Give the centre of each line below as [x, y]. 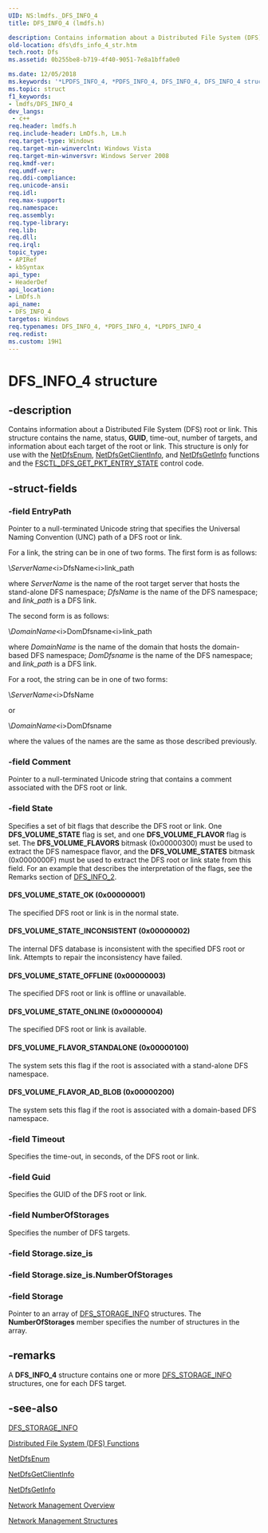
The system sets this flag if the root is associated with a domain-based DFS [132, 1110]
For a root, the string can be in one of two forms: [88, 679]
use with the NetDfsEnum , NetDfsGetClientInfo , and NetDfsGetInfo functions [134, 455]
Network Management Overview [62, 1505]
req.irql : [25, 245]
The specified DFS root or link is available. [77, 1029]
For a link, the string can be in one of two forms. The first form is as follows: [133, 553]
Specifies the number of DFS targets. [69, 1232]
